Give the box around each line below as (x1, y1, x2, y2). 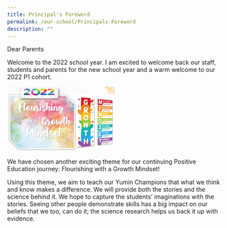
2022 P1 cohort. (7, 73, 53, 81)
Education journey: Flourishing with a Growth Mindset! (7, 164, 160, 173)
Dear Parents (7, 45, 44, 53)
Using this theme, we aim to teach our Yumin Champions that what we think (7, 178, 220, 186)
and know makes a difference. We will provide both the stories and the (7, 185, 206, 193)
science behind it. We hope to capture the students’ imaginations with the (7, 192, 215, 201)
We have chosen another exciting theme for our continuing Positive (7, 157, 197, 166)
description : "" (7, 25, 53, 32)
